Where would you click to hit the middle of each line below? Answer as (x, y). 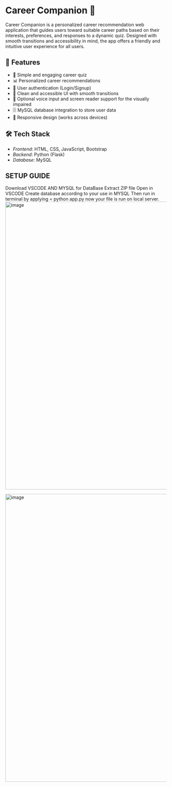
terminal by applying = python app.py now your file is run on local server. (82, 199)
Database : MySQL (32, 160)
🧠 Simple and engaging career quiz (50, 75)
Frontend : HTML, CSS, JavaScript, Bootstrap (60, 149)
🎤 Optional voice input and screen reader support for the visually (81, 99)
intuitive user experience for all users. (45, 46)
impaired (22, 104)
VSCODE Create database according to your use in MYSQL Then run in (80, 193)
